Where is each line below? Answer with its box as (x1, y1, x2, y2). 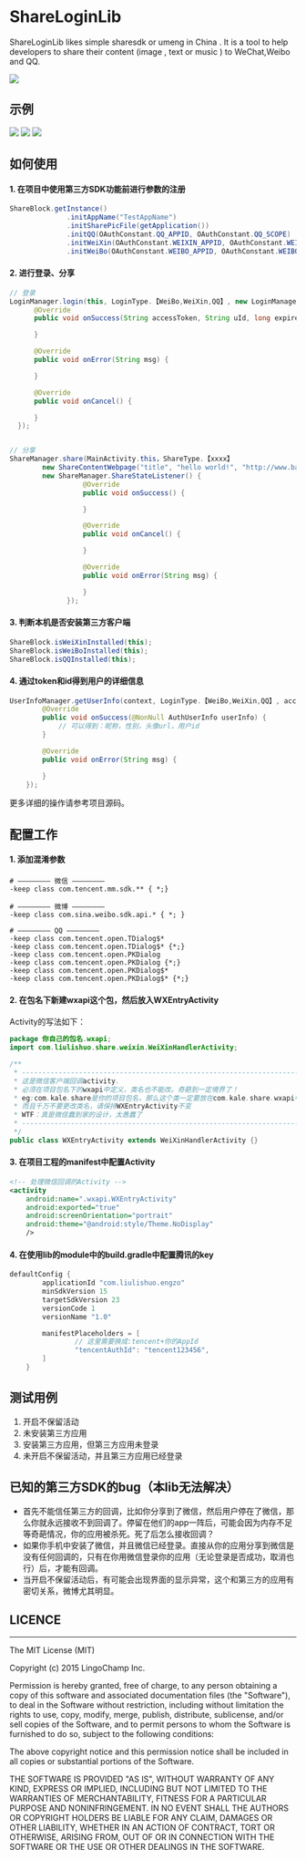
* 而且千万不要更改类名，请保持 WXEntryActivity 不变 (13, 1101, 192, 1111)
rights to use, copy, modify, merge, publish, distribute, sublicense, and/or (9, 1710, 284, 1720)
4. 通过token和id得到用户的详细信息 (9, 675, 144, 686)
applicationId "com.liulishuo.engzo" (42, 1278, 185, 1287)
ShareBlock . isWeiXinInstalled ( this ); (9, 637, 153, 646)
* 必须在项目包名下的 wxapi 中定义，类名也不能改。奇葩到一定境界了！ (13, 1085, 240, 1094)
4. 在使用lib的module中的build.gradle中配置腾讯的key (9, 1249, 214, 1260)
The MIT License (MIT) (9, 1645, 96, 1656)
